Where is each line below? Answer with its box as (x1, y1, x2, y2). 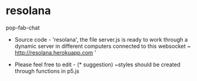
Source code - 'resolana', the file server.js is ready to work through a (14, 36, 188, 43)
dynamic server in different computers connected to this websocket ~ (14, 42, 191, 50)
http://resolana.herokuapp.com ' (14, 48, 97, 56)
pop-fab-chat (6, 24, 40, 31)
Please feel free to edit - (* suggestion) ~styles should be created (14, 61, 181, 68)
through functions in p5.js (14, 67, 80, 74)
